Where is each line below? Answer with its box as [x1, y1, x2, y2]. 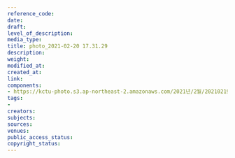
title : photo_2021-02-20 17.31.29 [7, 43, 108, 50]
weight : [7, 56, 30, 63]
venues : [7, 127, 30, 134]
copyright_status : [7, 141, 61, 148]
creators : [7, 108, 36, 115]
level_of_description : [7, 29, 73, 37]
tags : [7, 95, 23, 102]
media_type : [7, 36, 42, 43]
